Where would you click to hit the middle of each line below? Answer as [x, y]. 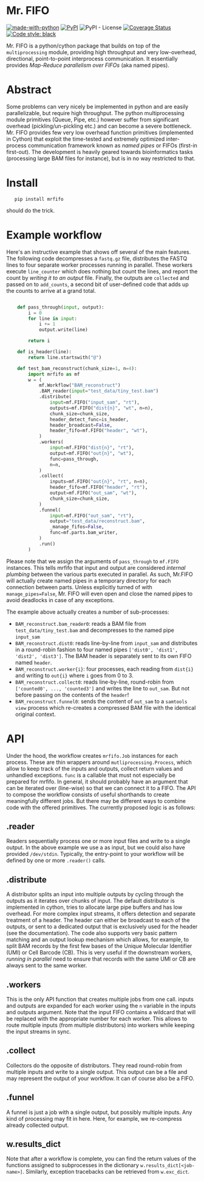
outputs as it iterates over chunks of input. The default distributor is [90, 901]
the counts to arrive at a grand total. [51, 290]
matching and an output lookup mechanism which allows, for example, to [98, 940]
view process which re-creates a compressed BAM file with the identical [105, 707]
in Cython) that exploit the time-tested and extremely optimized [86, 139]
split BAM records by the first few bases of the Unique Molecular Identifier [99, 946]
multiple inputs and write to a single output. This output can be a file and [97, 1071]
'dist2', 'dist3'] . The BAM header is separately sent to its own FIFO [103, 656]
